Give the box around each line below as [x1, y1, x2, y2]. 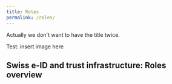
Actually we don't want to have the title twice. [6, 31, 120, 38]
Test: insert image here [6, 43, 64, 50]
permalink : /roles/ [6, 15, 56, 21]
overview [6, 69, 42, 80]
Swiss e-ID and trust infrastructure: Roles [6, 60, 167, 70]
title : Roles [6, 8, 39, 15]
